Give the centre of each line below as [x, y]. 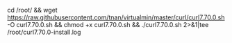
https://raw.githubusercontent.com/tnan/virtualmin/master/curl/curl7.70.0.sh [116, 17]
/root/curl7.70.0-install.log [44, 32]
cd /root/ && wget [32, 10]
